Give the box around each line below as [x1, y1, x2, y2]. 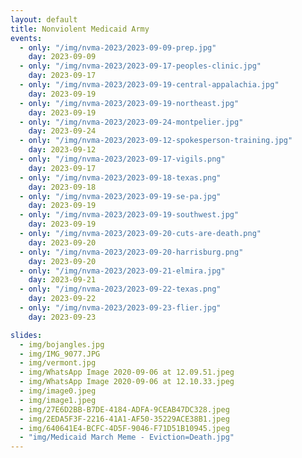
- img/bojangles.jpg [19, 339, 105, 350]
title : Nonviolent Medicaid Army [10, 24, 150, 34]
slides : [10, 330, 43, 340]
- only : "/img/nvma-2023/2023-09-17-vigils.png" [19, 154, 226, 164]
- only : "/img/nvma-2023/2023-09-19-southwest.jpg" [19, 210, 240, 220]
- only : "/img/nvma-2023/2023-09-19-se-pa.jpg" [19, 191, 222, 201]
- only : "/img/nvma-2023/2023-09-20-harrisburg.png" [19, 247, 244, 257]
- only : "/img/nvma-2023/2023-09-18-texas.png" [19, 172, 222, 183]
